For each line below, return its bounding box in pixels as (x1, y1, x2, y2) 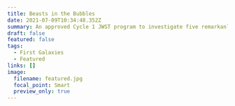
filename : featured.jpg (13, 75, 83, 82)
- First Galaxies (13, 50, 64, 56)
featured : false (7, 36, 55, 43)
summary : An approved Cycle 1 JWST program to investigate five (7, 23, 199, 30)
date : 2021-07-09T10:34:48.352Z (7, 17, 101, 24)
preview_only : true (13, 88, 71, 95)
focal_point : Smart (13, 82, 71, 89)
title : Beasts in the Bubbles (7, 10, 96, 17)
